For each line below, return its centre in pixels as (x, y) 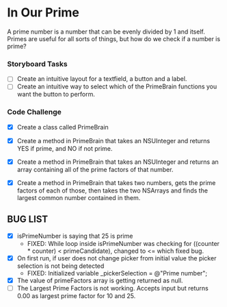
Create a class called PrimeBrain (63, 127)
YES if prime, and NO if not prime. (65, 148)
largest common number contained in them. (79, 197)
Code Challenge (34, 112)
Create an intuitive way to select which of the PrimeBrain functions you (117, 86)
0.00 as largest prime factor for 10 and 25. (76, 295)
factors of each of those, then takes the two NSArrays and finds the (112, 191)
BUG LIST (28, 220)
